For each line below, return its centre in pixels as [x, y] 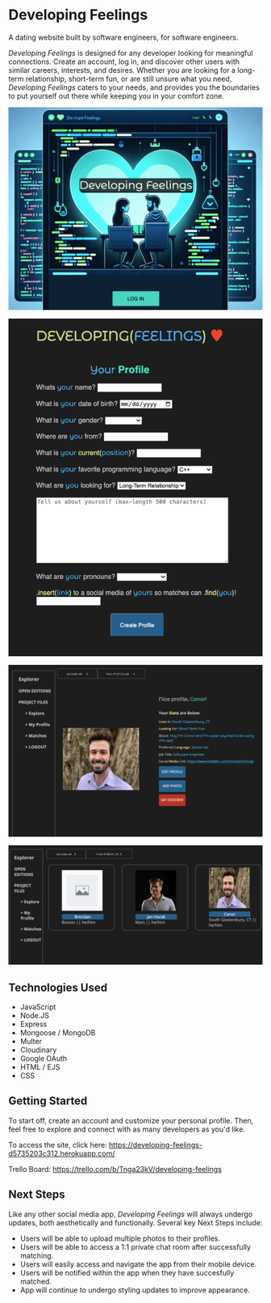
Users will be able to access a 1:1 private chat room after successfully [135, 1246]
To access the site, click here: [58, 1144]
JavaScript [38, 1007]
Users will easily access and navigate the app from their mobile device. [138, 1264]
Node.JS [35, 1016]
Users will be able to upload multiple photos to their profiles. [120, 1238]
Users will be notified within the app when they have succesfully [127, 1272]
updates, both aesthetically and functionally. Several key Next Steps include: [135, 1222]
